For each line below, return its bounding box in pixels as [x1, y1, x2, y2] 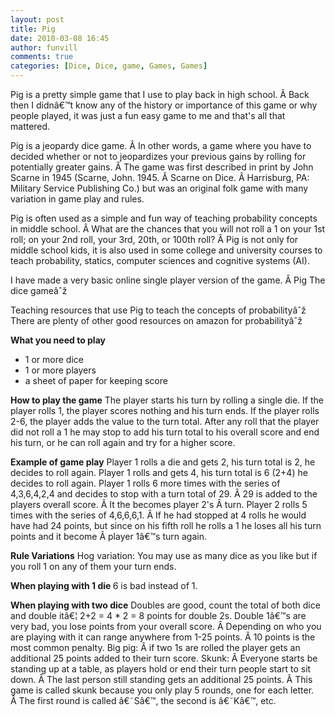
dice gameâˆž [10, 285, 68, 296]
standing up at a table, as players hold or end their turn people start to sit [10, 663, 312, 675]
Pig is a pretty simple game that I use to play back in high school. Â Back [10, 89, 310, 100]
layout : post [10, 14, 65, 25]
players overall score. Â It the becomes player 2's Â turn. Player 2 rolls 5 [10, 499, 308, 510]
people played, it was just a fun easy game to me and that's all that [10, 110, 286, 121]
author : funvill [10, 42, 78, 53]
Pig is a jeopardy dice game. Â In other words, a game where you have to [10, 140, 312, 151]
